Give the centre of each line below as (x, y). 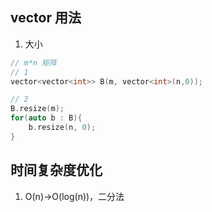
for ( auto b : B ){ (46, 118)
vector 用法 (46, 18)
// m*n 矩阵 (33, 63)
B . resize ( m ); (37, 109)
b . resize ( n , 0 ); (62, 128)
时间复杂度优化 (56, 170)
